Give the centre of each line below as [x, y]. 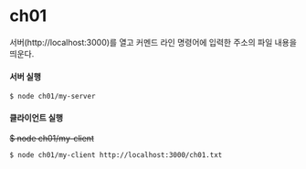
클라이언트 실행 [37, 117]
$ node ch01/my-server [53, 97]
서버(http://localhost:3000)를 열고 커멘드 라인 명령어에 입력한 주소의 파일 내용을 [153, 42]
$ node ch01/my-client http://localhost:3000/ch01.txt [116, 155]
